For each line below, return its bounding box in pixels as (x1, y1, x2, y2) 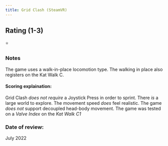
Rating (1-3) (5, 26, 43, 35)
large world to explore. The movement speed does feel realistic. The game (5, 100, 162, 106)
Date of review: (5, 123, 44, 130)
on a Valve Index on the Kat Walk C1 (5, 110, 82, 117)
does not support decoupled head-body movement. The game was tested (5, 105, 161, 111)
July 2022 (5, 135, 27, 141)
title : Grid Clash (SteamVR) (5, 7, 67, 13)
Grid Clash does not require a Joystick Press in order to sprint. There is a (5, 95, 158, 101)
